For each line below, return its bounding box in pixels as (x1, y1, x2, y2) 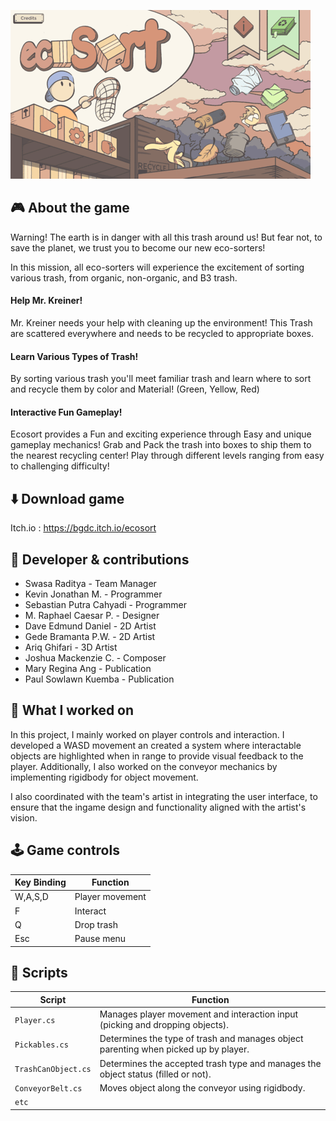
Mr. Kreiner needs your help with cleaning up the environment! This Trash (10, 317, 313, 329)
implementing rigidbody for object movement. (10, 771, 199, 783)
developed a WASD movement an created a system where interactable (10, 739, 302, 751)
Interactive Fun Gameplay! (10, 406, 123, 418)
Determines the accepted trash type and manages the (99, 1057, 322, 1069)
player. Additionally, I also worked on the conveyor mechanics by (10, 760, 278, 772)
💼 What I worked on (10, 702, 135, 719)
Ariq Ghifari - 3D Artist (24, 641, 118, 654)
